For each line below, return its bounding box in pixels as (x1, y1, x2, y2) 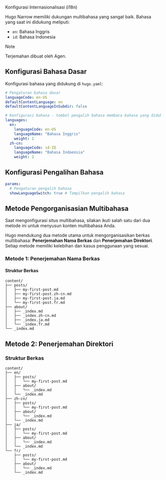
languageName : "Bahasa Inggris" (14, 131, 81, 136)
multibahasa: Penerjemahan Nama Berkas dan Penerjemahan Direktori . (5, 238, 153, 243)
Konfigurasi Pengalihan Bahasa (5, 168, 104, 177)
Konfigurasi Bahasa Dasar (5, 67, 87, 76)
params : (5, 181, 21, 186)
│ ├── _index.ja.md (5, 317, 50, 323)
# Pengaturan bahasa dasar (5, 90, 61, 95)
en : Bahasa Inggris (12, 29, 50, 34)
